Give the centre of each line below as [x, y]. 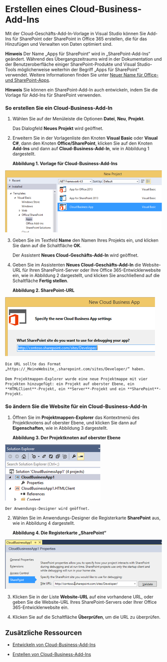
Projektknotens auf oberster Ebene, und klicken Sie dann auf [74, 423]
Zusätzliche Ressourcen [43, 633]
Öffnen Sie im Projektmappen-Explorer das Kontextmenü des [76, 417]
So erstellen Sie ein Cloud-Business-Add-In [59, 108]
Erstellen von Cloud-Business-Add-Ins [52, 654]
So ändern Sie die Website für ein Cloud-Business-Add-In [76, 406]
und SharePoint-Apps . [28, 80]
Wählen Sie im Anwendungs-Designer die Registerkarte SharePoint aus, [86, 518]
